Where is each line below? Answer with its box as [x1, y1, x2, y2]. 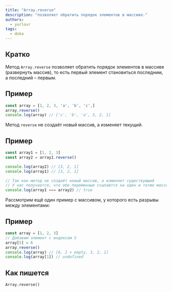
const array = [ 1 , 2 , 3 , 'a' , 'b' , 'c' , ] [5, 103, 95, 108]
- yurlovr [10, 21, 31, 27]
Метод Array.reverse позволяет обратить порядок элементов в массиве [5, 63, 165, 70]
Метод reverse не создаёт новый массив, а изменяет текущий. [5, 122, 143, 128]
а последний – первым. [5, 75, 56, 81]
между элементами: [5, 203, 50, 209]
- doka [10, 31, 24, 36]
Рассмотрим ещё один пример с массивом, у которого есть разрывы [5, 197, 159, 203]
